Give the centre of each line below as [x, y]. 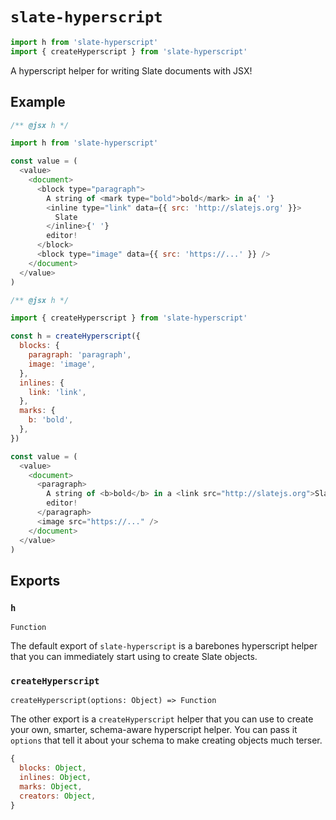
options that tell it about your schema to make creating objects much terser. [166, 740]
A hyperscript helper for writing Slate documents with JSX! [131, 70]
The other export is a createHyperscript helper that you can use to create [162, 719]
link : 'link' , [57, 392]
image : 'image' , [62, 364]
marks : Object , [51, 786]
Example [38, 102]
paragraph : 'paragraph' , [80, 355]
